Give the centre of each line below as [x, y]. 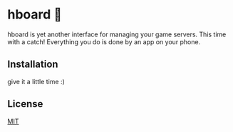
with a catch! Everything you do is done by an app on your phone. [104, 41]
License [25, 104]
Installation [33, 65]
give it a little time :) [36, 81]
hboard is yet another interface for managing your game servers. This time [117, 34]
